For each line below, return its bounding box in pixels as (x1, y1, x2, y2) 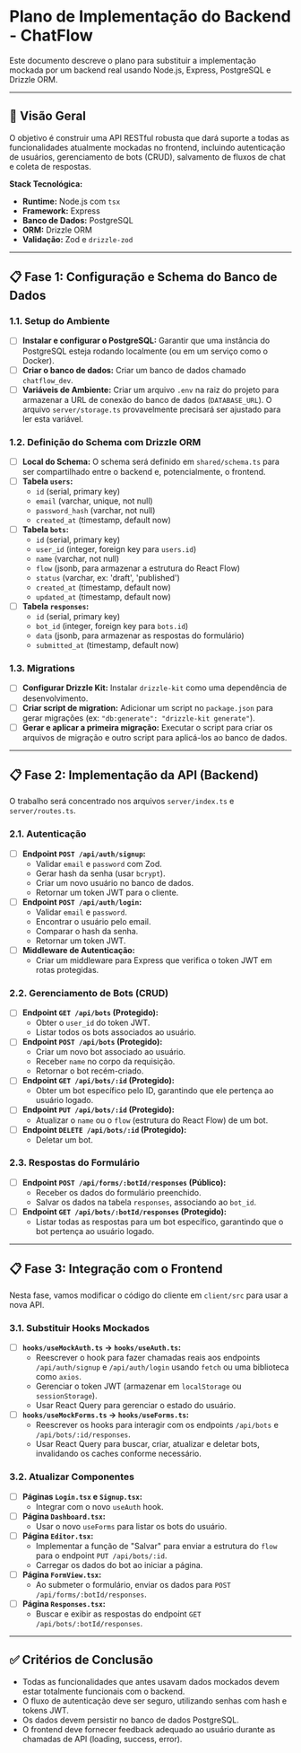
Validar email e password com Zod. (35, 858, 163, 869)
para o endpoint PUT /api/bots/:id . (35, 1550, 168, 1561)
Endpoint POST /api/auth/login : (21, 896, 142, 907)
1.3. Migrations (9, 662, 75, 675)
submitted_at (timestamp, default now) (35, 640, 179, 651)
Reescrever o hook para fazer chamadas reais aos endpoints (35, 1353, 261, 1363)
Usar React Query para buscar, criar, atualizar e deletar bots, (35, 1439, 260, 1450)
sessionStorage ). (35, 1390, 98, 1401)
